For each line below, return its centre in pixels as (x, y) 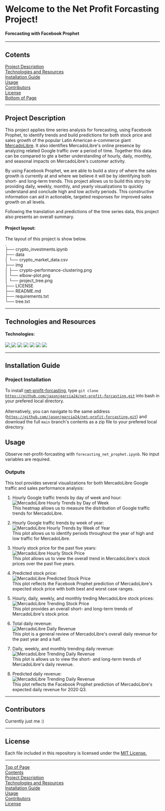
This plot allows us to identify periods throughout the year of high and (83, 533)
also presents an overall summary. (40, 217)
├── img (14, 265)
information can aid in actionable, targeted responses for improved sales (79, 197)
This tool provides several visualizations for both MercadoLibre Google (77, 483)
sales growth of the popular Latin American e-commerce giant (68, 140)
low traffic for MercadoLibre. (41, 538)
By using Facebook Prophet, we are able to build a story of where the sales (81, 171)
